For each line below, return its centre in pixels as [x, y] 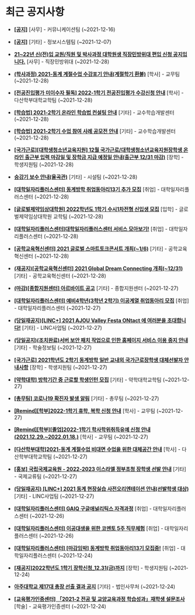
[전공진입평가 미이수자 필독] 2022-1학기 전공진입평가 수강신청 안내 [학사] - [99, 93]
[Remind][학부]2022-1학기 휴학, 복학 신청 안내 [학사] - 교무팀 [84, 411]
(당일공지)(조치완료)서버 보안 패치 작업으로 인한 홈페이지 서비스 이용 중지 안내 [101, 340]
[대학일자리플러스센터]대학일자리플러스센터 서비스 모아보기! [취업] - [90, 228]
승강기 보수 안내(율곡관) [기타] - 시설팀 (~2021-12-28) [76, 177]
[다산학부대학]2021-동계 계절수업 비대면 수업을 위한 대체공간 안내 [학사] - [97, 449]
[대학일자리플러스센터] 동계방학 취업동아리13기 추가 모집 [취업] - [87, 189]
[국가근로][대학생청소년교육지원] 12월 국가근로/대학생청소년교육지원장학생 [98, 149]
